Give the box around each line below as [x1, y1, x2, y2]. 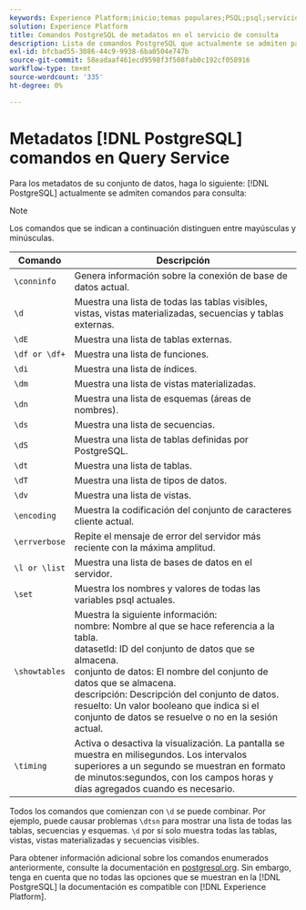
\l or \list [14, 562, 66, 573]
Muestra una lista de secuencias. [74, 418, 216, 430]
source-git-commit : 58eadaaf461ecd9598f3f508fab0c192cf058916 [9, 56, 250, 65]
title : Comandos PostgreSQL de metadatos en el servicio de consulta [9, 30, 280, 39]
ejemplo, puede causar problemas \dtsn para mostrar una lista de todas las [9, 815, 292, 826]
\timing [14, 761, 47, 771]
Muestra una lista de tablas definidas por [74, 433, 249, 446]
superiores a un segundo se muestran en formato [74, 759, 286, 772]
